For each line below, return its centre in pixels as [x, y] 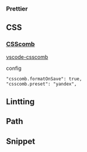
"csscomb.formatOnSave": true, [44, 79]
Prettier [17, 9]
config [14, 68]
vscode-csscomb [27, 56]
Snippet [21, 141]
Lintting [20, 102]
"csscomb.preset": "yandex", [41, 84]
